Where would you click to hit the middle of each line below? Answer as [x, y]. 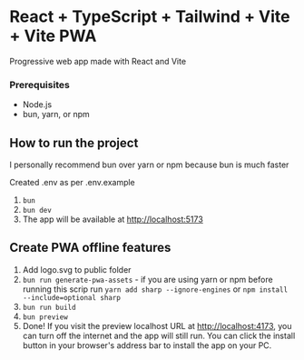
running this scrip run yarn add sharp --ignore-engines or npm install [155, 289]
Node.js [37, 105]
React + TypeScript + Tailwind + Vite [150, 17]
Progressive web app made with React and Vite [98, 61]
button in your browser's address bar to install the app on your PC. [147, 345]
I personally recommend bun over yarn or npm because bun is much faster [149, 165]
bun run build [49, 307]
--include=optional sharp [71, 297]
